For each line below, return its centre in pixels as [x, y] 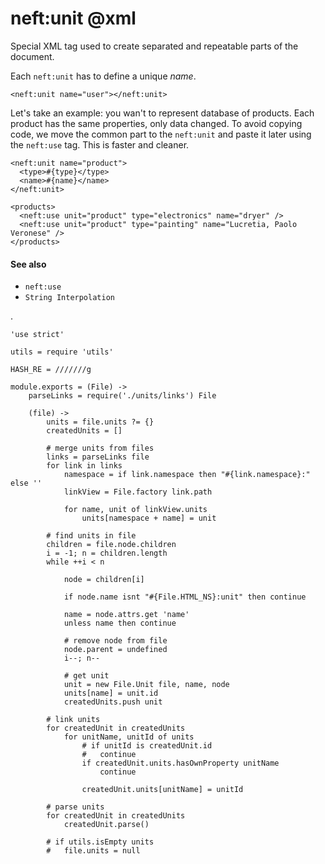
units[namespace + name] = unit [149, 518]
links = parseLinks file [98, 457]
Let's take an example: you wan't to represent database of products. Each [162, 113]
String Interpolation [69, 298]
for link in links [84, 466]
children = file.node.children [111, 545]
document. [32, 56]
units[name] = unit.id [111, 693]
